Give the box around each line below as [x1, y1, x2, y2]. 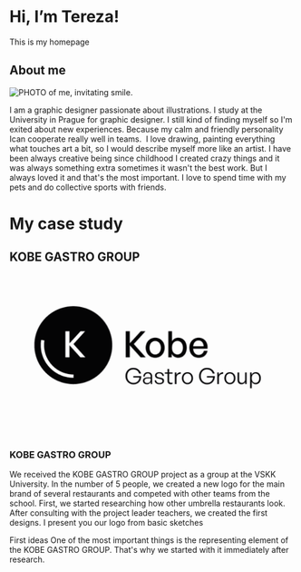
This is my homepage [9, 36, 91, 47]
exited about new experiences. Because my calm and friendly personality [9, 123, 284, 134]
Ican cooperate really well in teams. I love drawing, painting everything [9, 133, 276, 144]
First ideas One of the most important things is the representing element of [9, 535, 288, 546]
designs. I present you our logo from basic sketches [9, 518, 204, 528]
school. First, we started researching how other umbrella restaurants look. [9, 498, 286, 509]
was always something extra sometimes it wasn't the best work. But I [9, 162, 267, 173]
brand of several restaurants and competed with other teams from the [9, 488, 270, 499]
